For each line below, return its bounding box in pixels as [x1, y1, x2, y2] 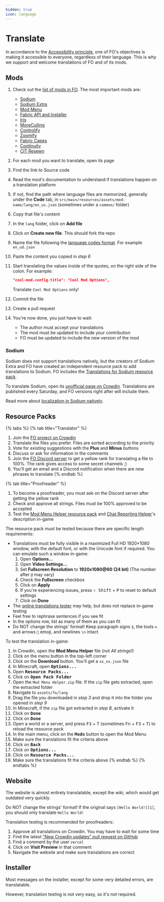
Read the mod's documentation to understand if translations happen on [12, 177, 157, 183]
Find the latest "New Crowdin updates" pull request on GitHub [12, 834, 138, 840]
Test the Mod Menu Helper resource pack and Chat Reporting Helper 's [12, 511, 156, 517]
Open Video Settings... [20, 561, 68, 567]
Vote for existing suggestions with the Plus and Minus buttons [12, 445, 139, 451]
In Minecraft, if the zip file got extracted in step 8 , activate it [12, 705, 134, 711]
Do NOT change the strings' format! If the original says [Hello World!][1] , [5, 804, 156, 810]
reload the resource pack [12, 726, 64, 732]
